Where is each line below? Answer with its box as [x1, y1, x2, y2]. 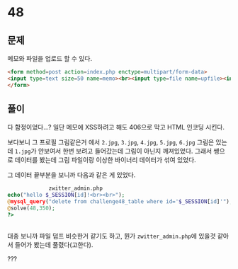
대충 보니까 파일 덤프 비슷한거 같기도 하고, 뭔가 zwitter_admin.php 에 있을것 [7, 231, 216, 240]
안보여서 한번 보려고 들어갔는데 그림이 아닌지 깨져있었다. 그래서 [38, 147, 212, 156]
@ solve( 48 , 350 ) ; [7, 205, 55, 212]
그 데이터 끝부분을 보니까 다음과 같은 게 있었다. [7, 171, 136, 179]
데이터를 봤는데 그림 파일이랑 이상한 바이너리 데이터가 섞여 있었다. [14, 156, 196, 164]
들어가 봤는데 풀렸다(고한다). [14, 240, 93, 248]
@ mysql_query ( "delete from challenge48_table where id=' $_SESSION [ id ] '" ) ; [7, 198, 233, 205]
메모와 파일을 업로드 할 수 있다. [7, 55, 93, 62]
